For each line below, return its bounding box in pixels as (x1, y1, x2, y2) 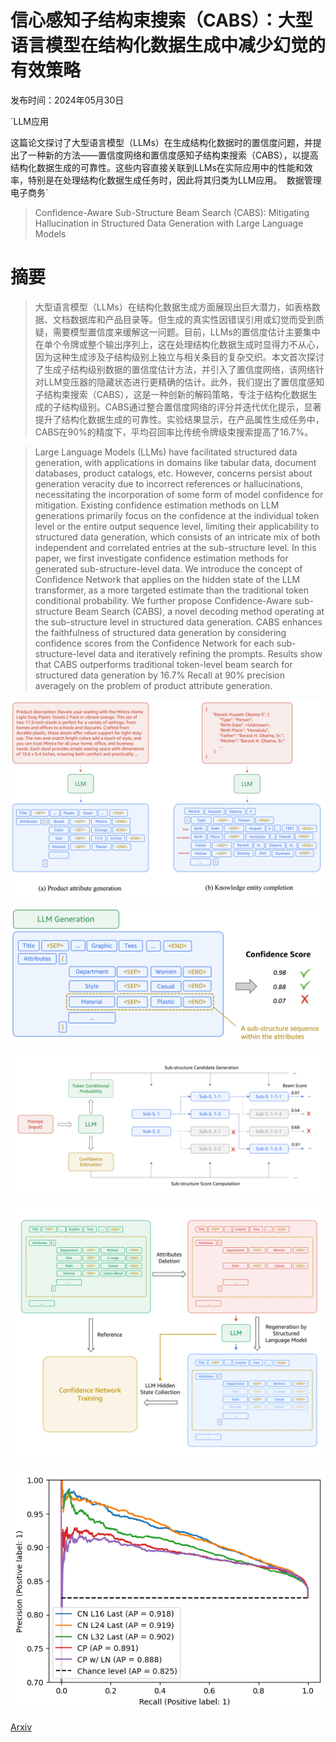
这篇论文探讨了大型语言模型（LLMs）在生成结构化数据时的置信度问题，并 (10, 136, 313, 148)
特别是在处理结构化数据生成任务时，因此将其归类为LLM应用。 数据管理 (27, 174, 322, 186)
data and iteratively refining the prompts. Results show (98, 647, 323, 660)
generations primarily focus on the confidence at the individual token (34, 509, 320, 521)
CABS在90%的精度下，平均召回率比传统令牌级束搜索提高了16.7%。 (34, 426, 314, 438)
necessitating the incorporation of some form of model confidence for (34, 488, 324, 500)
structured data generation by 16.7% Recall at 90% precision (34, 669, 285, 681)
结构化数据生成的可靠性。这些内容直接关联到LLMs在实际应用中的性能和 (10, 161, 305, 173)
